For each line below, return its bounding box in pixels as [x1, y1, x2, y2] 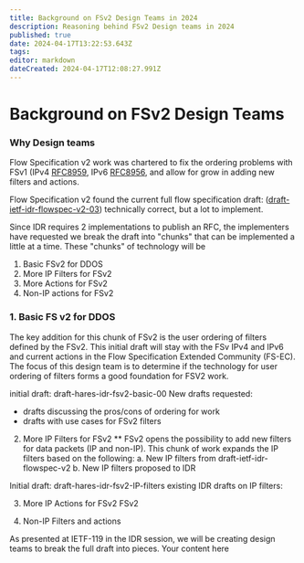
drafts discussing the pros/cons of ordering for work [22, 406, 221, 417]
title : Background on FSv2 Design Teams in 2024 [9, 13, 198, 23]
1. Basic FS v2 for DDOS [9, 311, 116, 324]
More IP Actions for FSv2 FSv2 [22, 497, 139, 508]
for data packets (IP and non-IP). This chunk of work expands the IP [22, 442, 279, 453]
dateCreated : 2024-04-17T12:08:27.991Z [9, 65, 162, 74]
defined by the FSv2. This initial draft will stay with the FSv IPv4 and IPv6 [9, 341, 285, 352]
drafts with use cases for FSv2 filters [22, 415, 162, 426]
